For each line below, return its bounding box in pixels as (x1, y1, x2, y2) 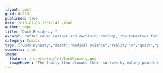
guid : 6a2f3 (5, 12, 29, 16)
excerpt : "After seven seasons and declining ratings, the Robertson (5, 34, 149, 39)
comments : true (5, 47, 36, 52)
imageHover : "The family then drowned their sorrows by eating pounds (9, 61, 155, 65)
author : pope (5, 25, 32, 30)
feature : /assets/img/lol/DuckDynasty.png (9, 56, 97, 61)
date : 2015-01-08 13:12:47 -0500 (5, 20, 73, 25)
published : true (5, 16, 38, 21)
